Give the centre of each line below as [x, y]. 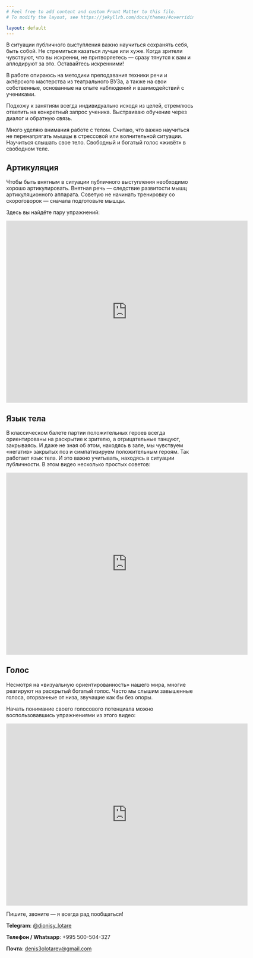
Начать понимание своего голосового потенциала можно [80, 709]
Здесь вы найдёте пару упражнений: [53, 212]
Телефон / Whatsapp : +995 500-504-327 [58, 937]
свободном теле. [28, 149]
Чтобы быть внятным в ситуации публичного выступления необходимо [97, 182]
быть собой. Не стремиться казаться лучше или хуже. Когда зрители [94, 51]
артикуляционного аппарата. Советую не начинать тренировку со [91, 194]
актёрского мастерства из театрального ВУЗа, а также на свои [87, 81]
